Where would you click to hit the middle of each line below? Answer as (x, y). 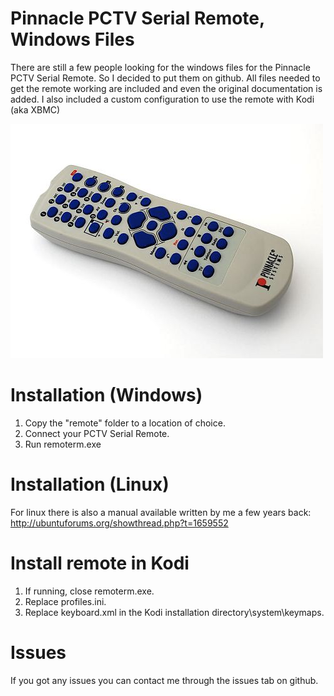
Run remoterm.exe (63, 444)
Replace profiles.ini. (65, 601)
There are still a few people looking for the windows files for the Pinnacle (160, 67)
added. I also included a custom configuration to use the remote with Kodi (162, 99)
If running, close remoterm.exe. (89, 591)
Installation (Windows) (106, 395)
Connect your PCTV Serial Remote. (97, 433)
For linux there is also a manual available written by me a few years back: (161, 512)
